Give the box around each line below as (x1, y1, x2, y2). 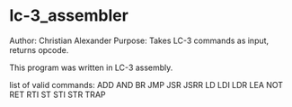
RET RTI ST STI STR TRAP (9, 89, 106, 100)
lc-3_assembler (9, 5, 128, 26)
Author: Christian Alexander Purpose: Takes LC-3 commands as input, (9, 35, 270, 46)
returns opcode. (9, 44, 69, 55)
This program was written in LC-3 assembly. (9, 62, 173, 73)
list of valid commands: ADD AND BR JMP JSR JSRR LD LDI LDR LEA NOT (9, 79, 284, 90)
